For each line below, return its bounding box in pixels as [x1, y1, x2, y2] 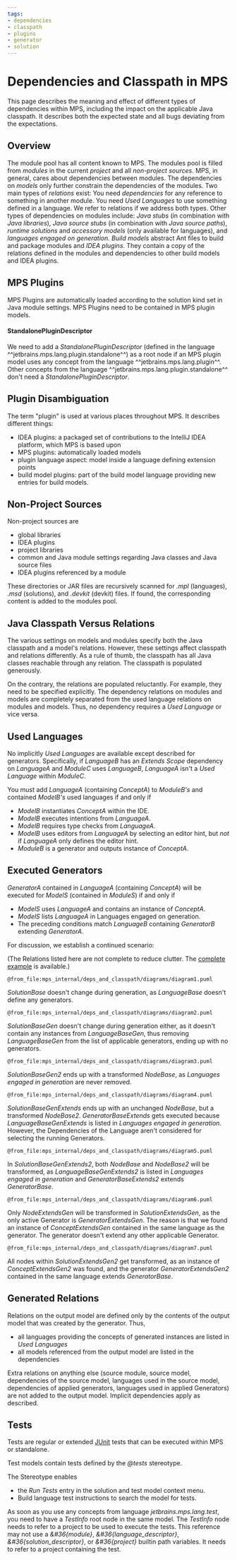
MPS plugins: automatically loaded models [17, 448, 142, 456]
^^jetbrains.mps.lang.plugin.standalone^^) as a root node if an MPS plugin [7, 350, 221, 358]
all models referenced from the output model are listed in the [17, 1347, 194, 1356]
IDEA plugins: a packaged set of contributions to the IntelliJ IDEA [17, 432, 206, 442]
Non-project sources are [7, 517, 79, 526]
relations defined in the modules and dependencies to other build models [7, 249, 220, 257]
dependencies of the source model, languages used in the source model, [7, 1376, 220, 1385]
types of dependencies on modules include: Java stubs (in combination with [7, 211, 230, 220]
